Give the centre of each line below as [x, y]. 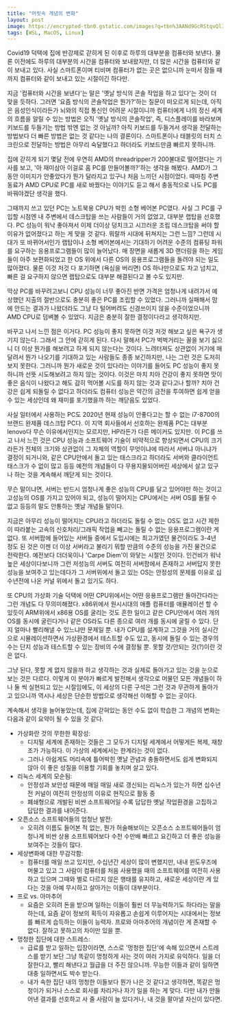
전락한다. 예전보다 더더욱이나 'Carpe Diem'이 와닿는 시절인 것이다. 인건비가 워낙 [114, 555]
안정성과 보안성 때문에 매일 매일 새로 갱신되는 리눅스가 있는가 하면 [115, 785]
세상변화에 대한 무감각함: [50, 854]
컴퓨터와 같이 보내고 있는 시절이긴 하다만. [75, 79]
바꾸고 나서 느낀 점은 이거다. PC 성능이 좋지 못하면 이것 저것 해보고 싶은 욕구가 [111, 332]
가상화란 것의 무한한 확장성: [54, 734]
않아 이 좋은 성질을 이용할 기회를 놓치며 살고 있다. [93, 768]
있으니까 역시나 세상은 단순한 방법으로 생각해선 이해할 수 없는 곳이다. [105, 696]
